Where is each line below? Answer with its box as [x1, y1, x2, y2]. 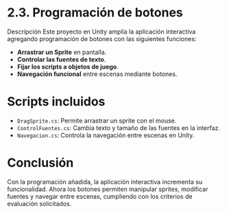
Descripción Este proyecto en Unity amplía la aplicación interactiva [7, 27, 196, 36]
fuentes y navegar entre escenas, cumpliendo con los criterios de [7, 192, 193, 200]
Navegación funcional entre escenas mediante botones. [16, 70, 178, 78]
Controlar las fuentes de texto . [16, 55, 106, 63]
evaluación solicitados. [7, 199, 72, 208]
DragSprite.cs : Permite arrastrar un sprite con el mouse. [16, 116, 177, 125]
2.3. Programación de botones [7, 5, 183, 21]
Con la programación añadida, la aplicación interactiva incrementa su [7, 177, 203, 186]
